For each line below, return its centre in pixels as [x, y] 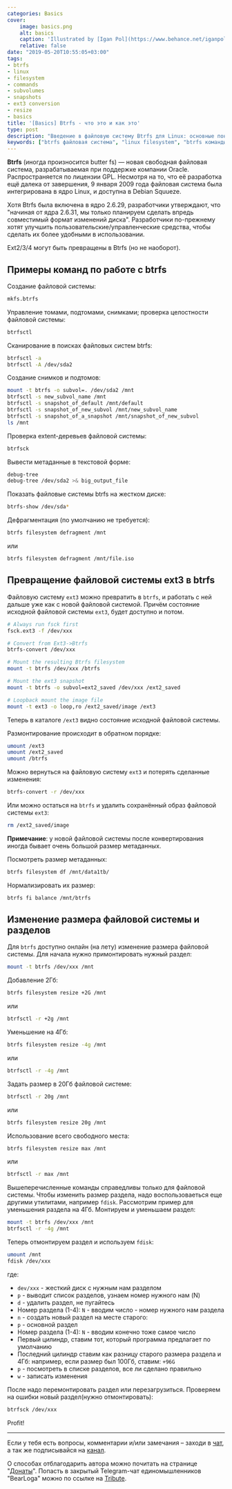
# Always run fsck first [43, 624]
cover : [17, 20]
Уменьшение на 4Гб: [38, 1032]
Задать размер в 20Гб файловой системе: [70, 1084]
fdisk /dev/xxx [29, 1261]
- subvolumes [26, 91]
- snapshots [24, 98]
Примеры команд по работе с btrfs [87, 270]
